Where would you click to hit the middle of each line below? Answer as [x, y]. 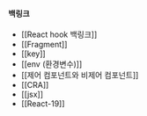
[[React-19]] [43, 104]
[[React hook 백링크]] [59, 34]
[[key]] [33, 54]
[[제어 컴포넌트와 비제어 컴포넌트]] [80, 76]
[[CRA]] [35, 85]
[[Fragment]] [44, 45]
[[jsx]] [32, 94]
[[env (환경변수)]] [51, 64]
